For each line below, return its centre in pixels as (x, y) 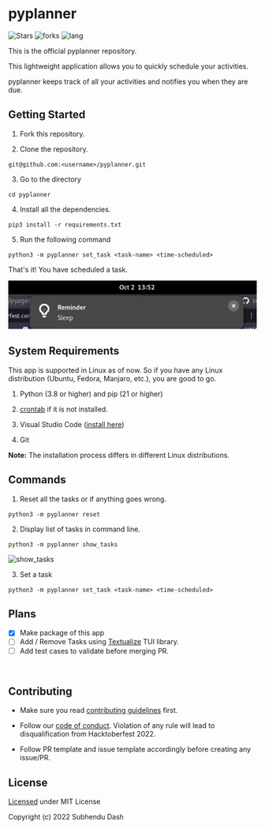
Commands (37, 480)
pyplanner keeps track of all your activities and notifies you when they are (128, 81)
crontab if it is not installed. (63, 409)
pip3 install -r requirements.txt (65, 225)
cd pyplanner (30, 194)
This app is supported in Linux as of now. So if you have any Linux (116, 370)
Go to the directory (50, 179)
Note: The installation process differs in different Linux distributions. (119, 455)
